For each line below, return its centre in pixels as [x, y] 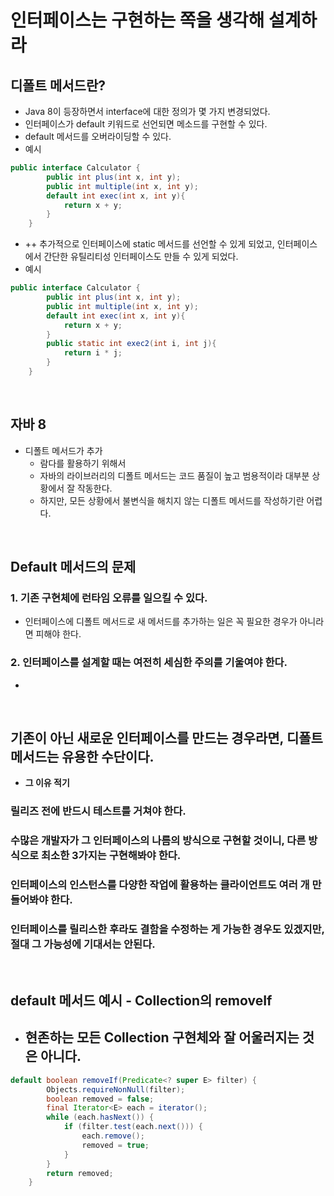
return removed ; [80, 1173]
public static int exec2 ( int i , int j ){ [131, 344]
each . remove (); [113, 1136]
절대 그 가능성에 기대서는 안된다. [83, 944]
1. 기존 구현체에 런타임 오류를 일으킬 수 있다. [109, 598]
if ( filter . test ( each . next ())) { [133, 1127]
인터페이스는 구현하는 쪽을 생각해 [137, 20]
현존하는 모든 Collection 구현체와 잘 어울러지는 [162, 1037]
